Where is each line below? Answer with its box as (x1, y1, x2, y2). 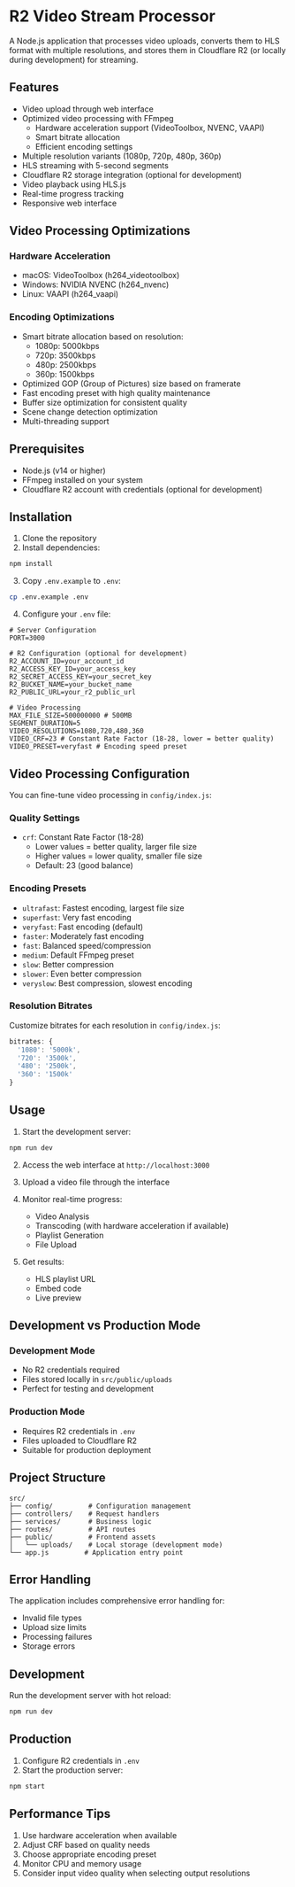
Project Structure (9, 1471, 106, 1486)
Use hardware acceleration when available (21, 1829, 178, 1840)
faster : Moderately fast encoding (21, 930, 144, 941)
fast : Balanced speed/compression (21, 940, 152, 951)
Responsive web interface (21, 198, 117, 208)
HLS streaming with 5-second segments (21, 159, 170, 170)
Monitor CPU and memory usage (21, 1858, 142, 1868)
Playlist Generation (34, 1230, 104, 1240)
